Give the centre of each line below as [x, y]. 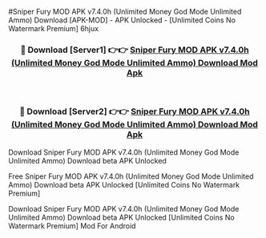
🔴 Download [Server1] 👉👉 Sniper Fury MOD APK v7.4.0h [135, 50]
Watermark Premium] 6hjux [53, 28]
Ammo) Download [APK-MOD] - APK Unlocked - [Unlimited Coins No [122, 20]
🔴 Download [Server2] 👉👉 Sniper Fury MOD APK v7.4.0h [135, 111]
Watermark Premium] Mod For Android [72, 226]
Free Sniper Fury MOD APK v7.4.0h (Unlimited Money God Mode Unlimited [131, 176]
